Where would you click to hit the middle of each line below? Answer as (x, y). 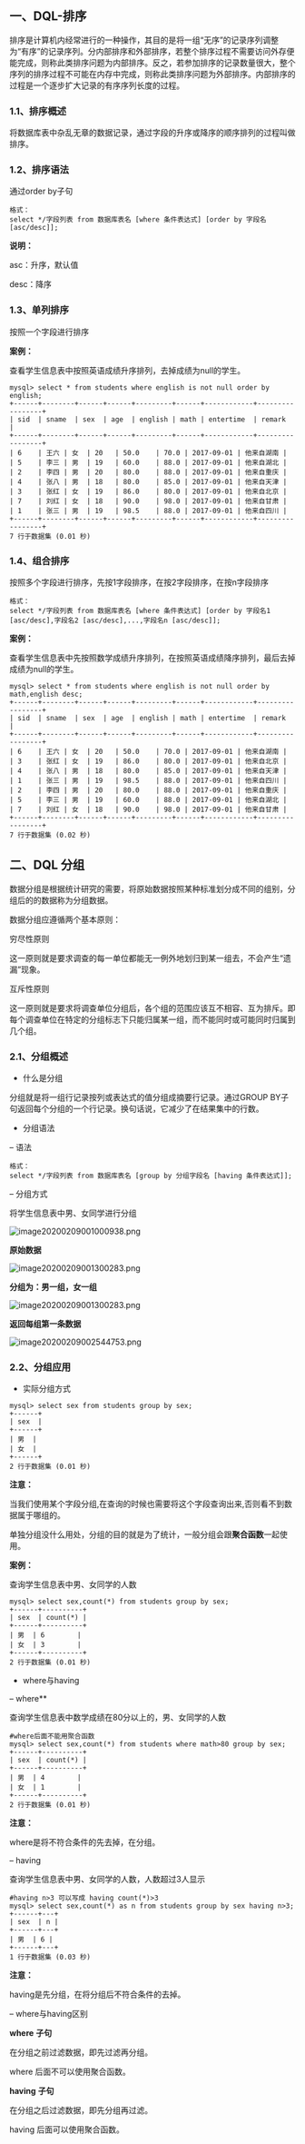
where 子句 (31, 2033)
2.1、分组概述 (39, 1057)
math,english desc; (46, 694)
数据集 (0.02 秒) (61, 835)
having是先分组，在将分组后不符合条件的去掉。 (98, 1995)
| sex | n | (34, 1922)
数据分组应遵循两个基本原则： (65, 919)
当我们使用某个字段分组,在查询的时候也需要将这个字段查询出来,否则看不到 (147, 1504)
